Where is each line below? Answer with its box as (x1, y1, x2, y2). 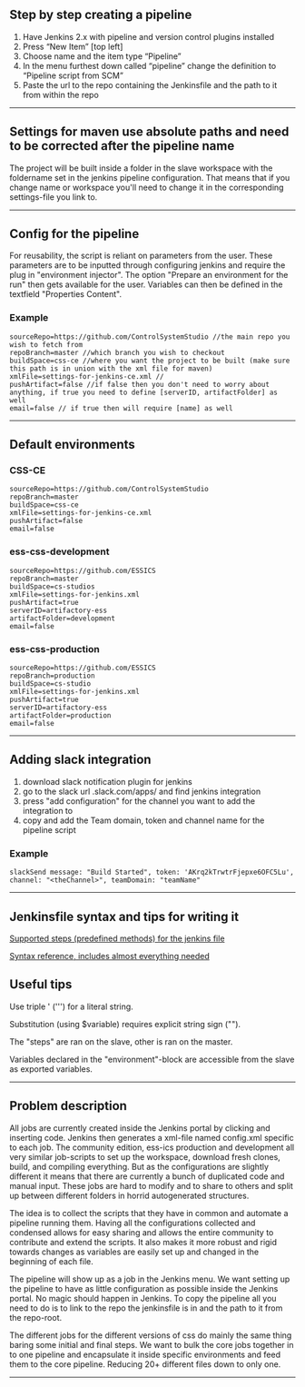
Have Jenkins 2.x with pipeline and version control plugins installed (22, 31, 275, 42)
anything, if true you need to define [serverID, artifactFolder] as (9, 388, 279, 397)
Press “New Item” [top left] (22, 41, 123, 52)
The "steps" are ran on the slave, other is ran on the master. (9, 1035, 233, 1047)
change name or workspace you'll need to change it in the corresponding (9, 182, 284, 193)
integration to (22, 805, 74, 816)
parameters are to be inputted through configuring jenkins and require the (9, 260, 286, 271)
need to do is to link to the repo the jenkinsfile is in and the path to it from (9, 1303, 283, 1313)
